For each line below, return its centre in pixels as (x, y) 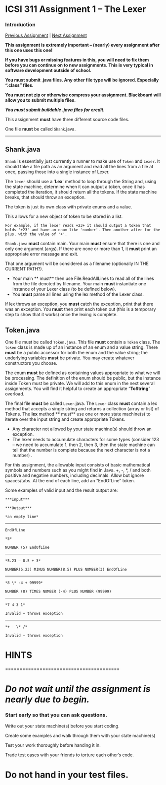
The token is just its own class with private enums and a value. (69, 207)
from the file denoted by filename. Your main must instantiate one (79, 284)
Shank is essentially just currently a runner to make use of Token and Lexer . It (83, 161)
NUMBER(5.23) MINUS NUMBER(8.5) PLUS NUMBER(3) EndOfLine (66, 570)
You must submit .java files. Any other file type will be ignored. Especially (82, 80)
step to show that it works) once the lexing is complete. (61, 315)
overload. (15, 394)
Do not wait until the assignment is (78, 689)
